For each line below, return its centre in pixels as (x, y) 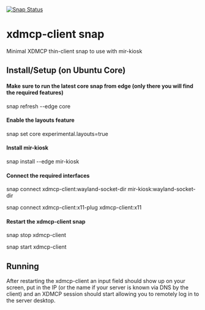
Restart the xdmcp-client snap (46, 221)
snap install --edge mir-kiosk (43, 161)
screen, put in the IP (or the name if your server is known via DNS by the (97, 287)
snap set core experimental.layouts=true (57, 134)
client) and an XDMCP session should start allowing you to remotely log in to (103, 294)
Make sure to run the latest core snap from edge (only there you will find (100, 86)
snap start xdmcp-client (36, 247)
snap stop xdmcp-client (36, 235)
